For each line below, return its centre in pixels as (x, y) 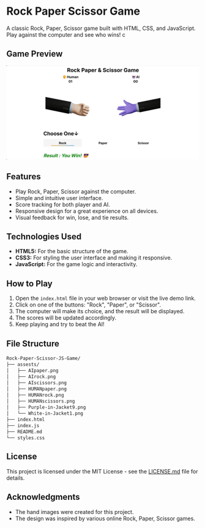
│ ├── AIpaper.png (33, 371)
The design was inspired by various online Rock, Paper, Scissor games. (105, 518)
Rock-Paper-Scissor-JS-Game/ (43, 359)
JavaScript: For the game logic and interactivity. (76, 264)
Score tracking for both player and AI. (62, 204)
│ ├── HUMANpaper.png (37, 389)
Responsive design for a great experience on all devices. (87, 211)
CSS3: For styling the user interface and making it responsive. (94, 258)
